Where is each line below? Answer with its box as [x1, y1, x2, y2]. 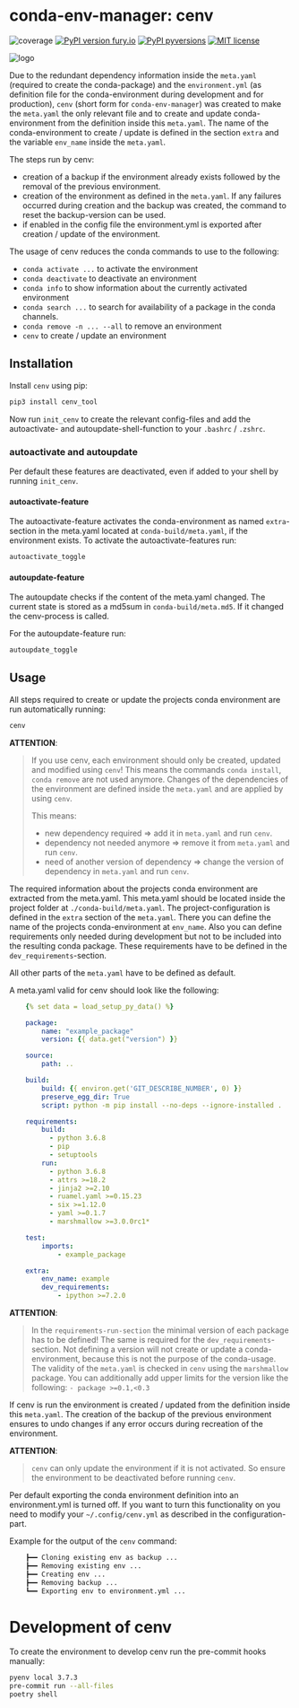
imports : [41, 1241, 74, 1250]
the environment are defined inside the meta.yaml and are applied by [30, 783, 284, 794]
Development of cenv [9, 1616, 173, 1637]
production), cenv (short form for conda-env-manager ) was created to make [9, 98, 282, 109]
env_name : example [41, 1274, 110, 1283]
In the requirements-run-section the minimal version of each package [30, 1325, 289, 1336]
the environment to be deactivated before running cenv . [30, 1473, 236, 1484]
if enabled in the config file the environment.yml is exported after [21, 219, 262, 230]
